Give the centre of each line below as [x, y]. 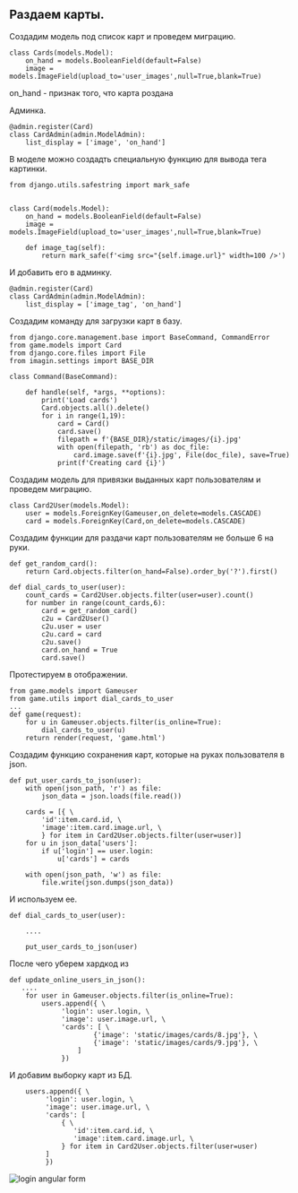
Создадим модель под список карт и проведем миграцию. [123, 36]
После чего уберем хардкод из [69, 964]
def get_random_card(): [54, 564]
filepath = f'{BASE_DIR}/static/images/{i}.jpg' [149, 439]
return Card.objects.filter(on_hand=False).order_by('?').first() [152, 571]
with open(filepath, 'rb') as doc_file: [133, 447]
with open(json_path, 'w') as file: [94, 874]
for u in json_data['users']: [82, 843]
